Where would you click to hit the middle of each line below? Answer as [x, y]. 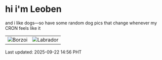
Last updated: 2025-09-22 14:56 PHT [43, 52]
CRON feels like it [23, 28]
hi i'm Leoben [33, 9]
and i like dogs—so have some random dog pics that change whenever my [81, 23]
